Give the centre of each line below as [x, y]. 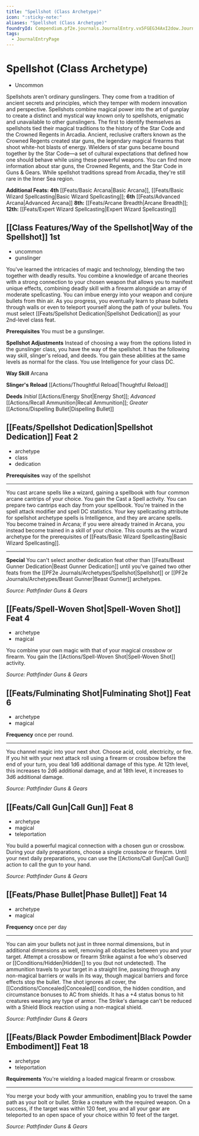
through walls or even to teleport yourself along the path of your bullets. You [99, 307]
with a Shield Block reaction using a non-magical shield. [75, 1007]
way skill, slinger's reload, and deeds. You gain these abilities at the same [96, 355]
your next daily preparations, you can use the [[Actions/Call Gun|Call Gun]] [98, 858]
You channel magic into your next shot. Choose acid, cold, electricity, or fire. [99, 752]
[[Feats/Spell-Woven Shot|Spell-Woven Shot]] [93, 609]
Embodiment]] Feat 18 [47, 1047]
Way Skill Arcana [27, 373]
